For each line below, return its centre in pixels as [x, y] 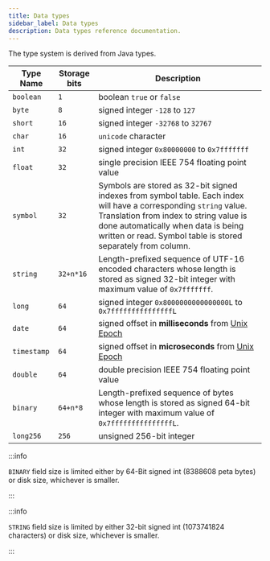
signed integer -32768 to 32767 [155, 123]
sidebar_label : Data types [53, 23]
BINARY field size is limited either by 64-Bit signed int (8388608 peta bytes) [132, 472]
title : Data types [39, 16]
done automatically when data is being [171, 226]
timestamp [31, 352]
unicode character [132, 136]
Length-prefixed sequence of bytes [166, 393]
